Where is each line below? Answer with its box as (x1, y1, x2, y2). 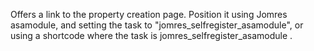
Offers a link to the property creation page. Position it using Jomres (10, 9, 288, 20)
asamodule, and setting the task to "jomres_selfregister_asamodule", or (10, 19, 304, 31)
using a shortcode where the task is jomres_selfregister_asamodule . (10, 30, 293, 41)
